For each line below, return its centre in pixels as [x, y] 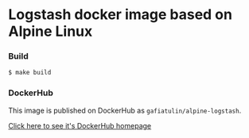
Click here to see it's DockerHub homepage [80, 125]
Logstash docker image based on [121, 15]
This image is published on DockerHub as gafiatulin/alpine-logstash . [125, 110]
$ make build [30, 73]
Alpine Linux [51, 31]
